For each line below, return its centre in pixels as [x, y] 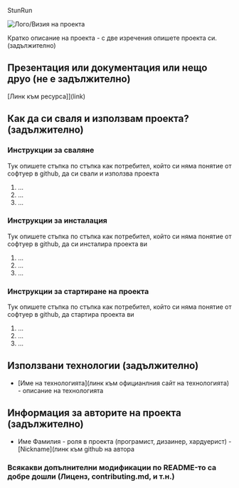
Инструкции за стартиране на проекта [78, 291]
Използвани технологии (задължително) [103, 366]
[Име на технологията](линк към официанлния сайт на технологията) [123, 383]
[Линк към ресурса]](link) [46, 96]
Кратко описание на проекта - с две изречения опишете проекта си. [112, 38]
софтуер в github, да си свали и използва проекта [84, 173]
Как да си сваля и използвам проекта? [99, 119]
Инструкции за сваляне [51, 151]
